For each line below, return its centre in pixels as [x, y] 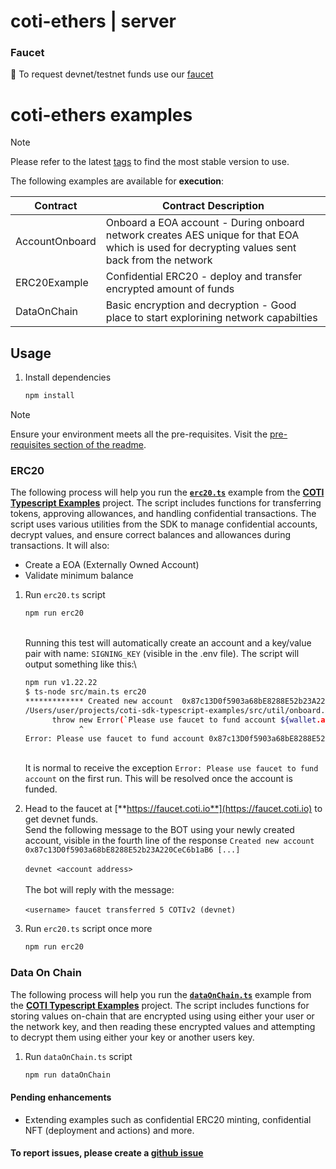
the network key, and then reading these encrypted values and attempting [163, 1026]
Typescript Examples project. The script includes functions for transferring [166, 503]
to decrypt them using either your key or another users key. [132, 1037]
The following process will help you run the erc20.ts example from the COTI [167, 492]
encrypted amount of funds [170, 289]
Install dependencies [68, 377]
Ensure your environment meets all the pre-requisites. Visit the [139, 434]
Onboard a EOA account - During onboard [205, 223]
